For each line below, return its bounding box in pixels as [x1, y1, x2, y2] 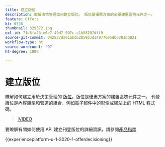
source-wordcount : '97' [5, 44, 55, 49]
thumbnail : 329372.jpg [5, 26, 52, 31]
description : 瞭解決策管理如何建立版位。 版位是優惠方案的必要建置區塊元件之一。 [5, 12, 155, 17]
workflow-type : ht [5, 40, 43, 45]
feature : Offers [5, 16, 39, 21]
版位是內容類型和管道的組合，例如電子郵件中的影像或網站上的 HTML [5, 100, 145, 106]
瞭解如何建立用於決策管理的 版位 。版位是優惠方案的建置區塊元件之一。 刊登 [5, 94, 160, 100]
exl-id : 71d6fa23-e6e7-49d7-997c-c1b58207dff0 [5, 30, 103, 35]
